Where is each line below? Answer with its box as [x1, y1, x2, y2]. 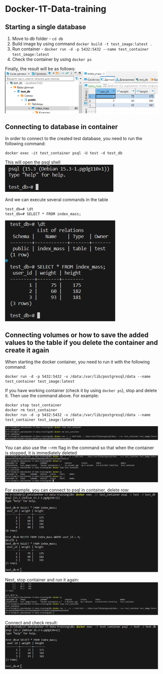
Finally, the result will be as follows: [5, 66, 76, 72]
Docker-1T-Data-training [5, 3, 107, 15]
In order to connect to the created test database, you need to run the [5, 135, 143, 142]
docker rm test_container [5, 408, 57, 412]
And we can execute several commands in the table [5, 197, 108, 203]
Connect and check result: [5, 620, 58, 626]
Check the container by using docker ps [12, 56, 92, 62]
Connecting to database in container [5, 123, 118, 131]
